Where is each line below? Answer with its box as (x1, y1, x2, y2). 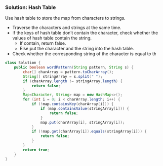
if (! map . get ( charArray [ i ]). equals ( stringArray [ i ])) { (31, 129, 147, 134)
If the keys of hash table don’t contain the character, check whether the (12, 30, 158, 36)
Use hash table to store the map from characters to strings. (5, 15, 126, 21)
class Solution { (5, 61, 41, 66)
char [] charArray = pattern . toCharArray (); (23, 69, 114, 75)
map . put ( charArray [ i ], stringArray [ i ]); (40, 120, 125, 125)
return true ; (23, 147, 50, 152)
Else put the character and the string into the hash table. (19, 46, 134, 52)
